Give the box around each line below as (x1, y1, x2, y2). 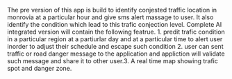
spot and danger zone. (7, 65, 72, 72)
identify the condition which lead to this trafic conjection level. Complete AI (7, 21, 222, 28)
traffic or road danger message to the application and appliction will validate (7, 49, 225, 58)
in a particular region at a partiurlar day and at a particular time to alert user (7, 35, 223, 43)
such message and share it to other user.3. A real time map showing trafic (7, 57, 219, 65)
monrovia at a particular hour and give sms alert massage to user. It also (7, 13, 214, 21)
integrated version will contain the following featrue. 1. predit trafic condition (7, 27, 226, 36)
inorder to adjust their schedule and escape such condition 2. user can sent (7, 43, 224, 50)
